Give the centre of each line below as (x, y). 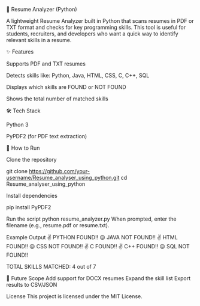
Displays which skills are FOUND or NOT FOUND (66, 87)
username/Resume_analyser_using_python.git (63, 178)
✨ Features (20, 52)
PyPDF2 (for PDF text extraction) (47, 136)
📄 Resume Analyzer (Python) (42, 9)
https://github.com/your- (60, 171)
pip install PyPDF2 (29, 207)
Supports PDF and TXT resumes (46, 64)
